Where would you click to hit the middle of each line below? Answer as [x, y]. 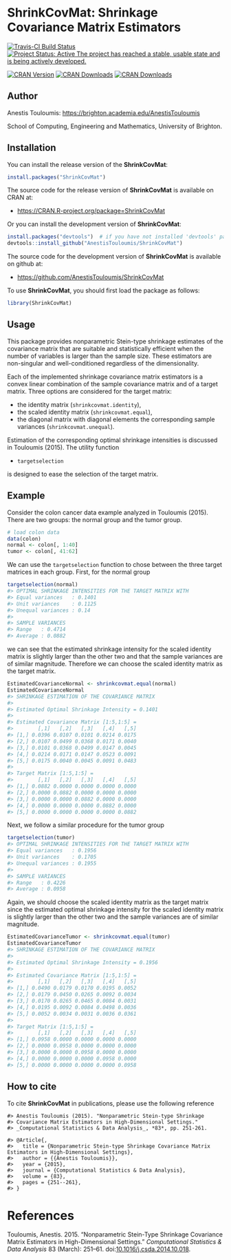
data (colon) [24, 539]
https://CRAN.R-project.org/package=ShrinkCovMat [91, 211]
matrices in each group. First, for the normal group [79, 572]
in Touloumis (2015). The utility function [63, 447]
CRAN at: [20, 197]
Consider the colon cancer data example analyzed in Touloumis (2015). [108, 512]
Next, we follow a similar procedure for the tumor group [86, 825]
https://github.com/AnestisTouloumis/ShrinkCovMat [90, 277]
